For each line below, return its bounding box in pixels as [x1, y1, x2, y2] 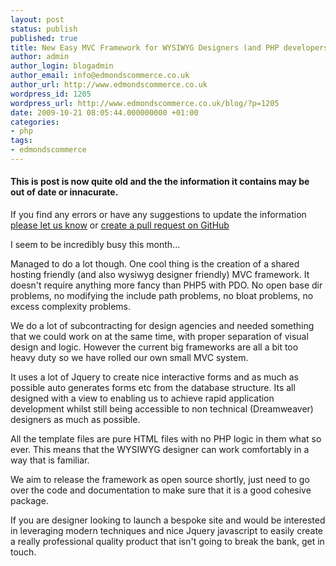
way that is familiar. [10, 454, 90, 466]
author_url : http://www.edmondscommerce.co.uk [10, 80, 208, 90]
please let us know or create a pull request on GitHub [10, 219, 230, 231]
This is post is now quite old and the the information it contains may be [10, 176, 310, 188]
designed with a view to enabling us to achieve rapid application [10, 392, 275, 405]
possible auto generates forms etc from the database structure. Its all [10, 382, 296, 394]
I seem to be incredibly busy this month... [10, 239, 181, 251]
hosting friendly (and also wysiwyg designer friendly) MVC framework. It [10, 269, 310, 281]
